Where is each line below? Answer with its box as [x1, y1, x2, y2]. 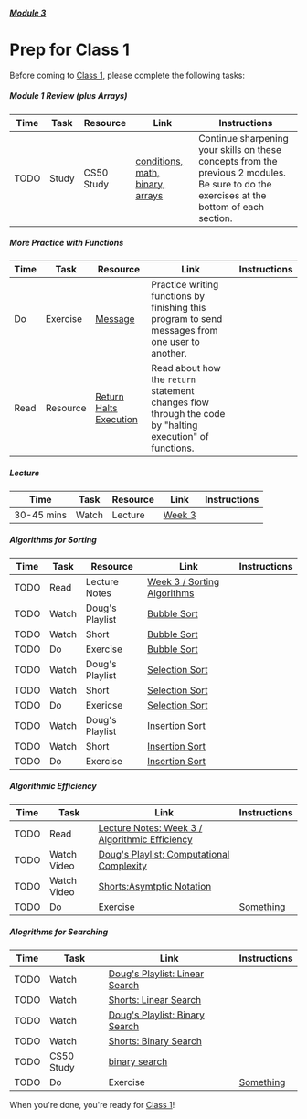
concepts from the [197, 155, 278, 167]
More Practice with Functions [9, 238, 124, 249]
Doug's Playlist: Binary [108, 1008, 206, 1021]
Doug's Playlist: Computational [98, 848, 230, 861]
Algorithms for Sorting [9, 535, 98, 546]
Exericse [85, 699, 123, 712]
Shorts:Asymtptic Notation [98, 880, 212, 893]
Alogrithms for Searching [9, 926, 109, 937]
